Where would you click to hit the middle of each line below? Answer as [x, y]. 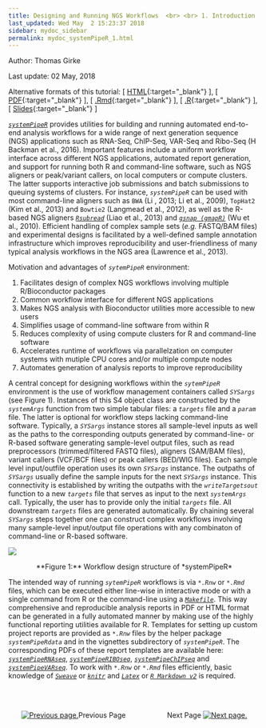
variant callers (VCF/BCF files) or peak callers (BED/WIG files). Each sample [133, 460]
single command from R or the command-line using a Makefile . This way [128, 599]
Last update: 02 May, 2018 [52, 76]
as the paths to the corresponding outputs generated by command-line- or [131, 434]
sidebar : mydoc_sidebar [48, 30]
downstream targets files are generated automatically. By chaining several [131, 511]
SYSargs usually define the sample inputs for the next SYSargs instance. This [133, 477]
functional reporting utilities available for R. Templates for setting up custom [133, 625]
